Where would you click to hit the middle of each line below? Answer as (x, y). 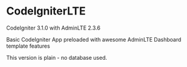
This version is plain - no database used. (57, 57)
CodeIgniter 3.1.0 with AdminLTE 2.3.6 (53, 28)
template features (28, 46)
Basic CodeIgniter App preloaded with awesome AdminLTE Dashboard (94, 39)
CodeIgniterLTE (46, 11)
